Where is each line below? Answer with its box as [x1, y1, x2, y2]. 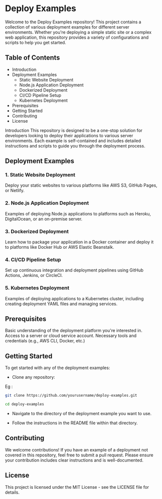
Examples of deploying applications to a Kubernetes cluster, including [5, 295, 144, 301]
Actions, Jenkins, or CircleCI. [5, 273, 63, 278]
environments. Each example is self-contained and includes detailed [5, 138, 141, 144]
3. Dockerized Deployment [5, 228, 69, 235]
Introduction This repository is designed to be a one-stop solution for [5, 127, 143, 133]
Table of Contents [5, 54, 60, 62]
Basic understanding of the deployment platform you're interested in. [5, 328, 143, 334]
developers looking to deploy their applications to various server [5, 132, 133, 138]
